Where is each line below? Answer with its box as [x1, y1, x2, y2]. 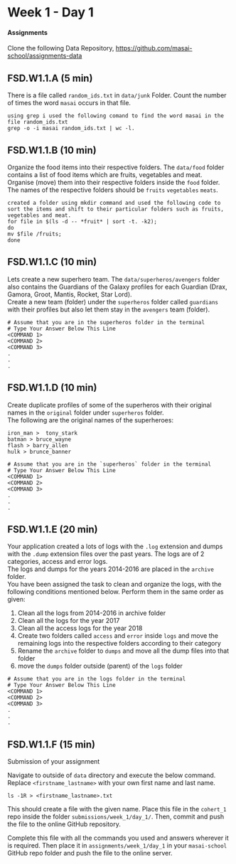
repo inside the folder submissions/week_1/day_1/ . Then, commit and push [7, 812, 225, 821]
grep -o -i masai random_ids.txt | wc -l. [7, 125, 135, 132]
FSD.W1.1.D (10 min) [7, 382, 97, 394]
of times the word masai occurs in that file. [7, 99, 132, 107]
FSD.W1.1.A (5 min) [7, 72, 93, 84]
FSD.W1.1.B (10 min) [7, 144, 97, 156]
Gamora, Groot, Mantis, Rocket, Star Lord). [7, 289, 133, 299]
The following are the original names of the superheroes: [7, 415, 174, 424]
